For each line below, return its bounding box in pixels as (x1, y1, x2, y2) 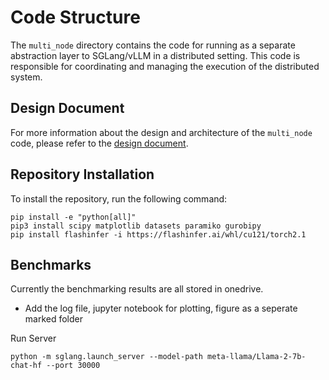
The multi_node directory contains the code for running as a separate (10, 39, 296, 51)
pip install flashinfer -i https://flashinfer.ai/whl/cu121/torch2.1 (10, 229, 307, 240)
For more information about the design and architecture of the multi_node (10, 126, 313, 138)
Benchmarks (10, 256, 92, 273)
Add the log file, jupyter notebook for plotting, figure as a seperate (24, 302, 298, 315)
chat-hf (10, 361, 43, 371)
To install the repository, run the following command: (10, 192, 228, 205)
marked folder (24, 313, 84, 325)
